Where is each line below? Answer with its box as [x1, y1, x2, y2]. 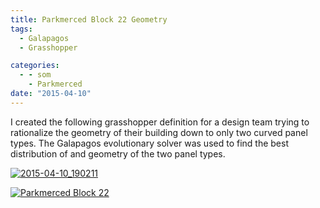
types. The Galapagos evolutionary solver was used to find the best [10, 137, 289, 149]
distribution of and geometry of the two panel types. [10, 147, 226, 160]
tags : [10, 24, 33, 34]
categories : [10, 61, 60, 71]
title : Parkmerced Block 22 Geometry [10, 14, 168, 25]
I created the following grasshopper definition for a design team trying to [10, 116, 310, 128]
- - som [19, 70, 52, 80]
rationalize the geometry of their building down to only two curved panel [10, 126, 308, 138]
